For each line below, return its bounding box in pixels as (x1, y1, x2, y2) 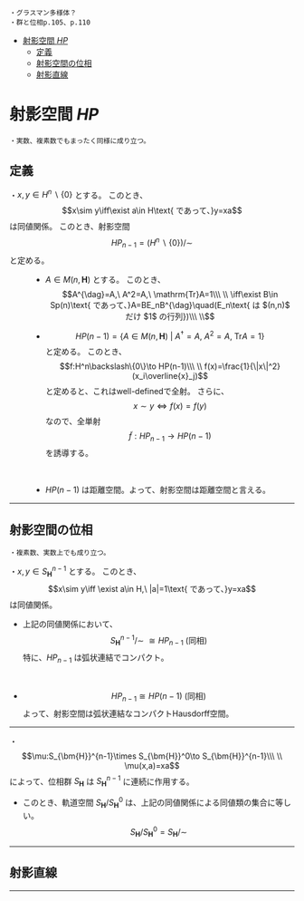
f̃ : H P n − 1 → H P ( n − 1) (128, 430, 212, 443)
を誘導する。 (44, 448, 93, 459)
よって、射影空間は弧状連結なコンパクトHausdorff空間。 (22, 708, 234, 719)
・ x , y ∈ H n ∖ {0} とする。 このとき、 (9, 188, 147, 200)
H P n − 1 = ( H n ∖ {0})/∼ (110, 236, 194, 250)
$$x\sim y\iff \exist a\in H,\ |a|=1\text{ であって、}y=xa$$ (48, 583, 256, 594)
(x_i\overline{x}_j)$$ (131, 370, 209, 381)
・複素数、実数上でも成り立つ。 (9, 548, 110, 557)
